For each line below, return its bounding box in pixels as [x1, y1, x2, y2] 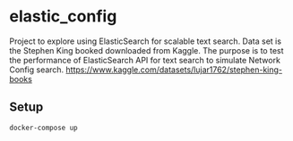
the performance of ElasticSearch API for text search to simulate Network [9, 54, 280, 65]
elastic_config [9, 6, 117, 27]
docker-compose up [9, 123, 78, 132]
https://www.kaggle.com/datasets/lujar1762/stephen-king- [65, 64, 283, 75]
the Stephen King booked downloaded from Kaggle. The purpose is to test [9, 45, 284, 55]
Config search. [9, 64, 65, 75]
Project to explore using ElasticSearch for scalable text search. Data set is [9, 36, 282, 46]
